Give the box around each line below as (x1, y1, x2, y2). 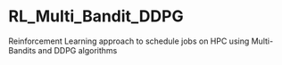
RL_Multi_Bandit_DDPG (8, 6, 184, 27)
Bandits (8, 45, 37, 55)
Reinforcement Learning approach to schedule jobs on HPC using (8, 36, 250, 46)
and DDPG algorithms (37, 45, 118, 55)
